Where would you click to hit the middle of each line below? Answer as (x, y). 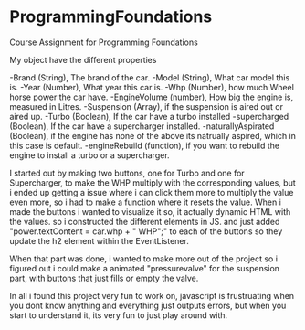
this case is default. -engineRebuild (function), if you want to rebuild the (145, 145)
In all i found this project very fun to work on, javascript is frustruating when (152, 295)
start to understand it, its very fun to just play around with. (119, 315)
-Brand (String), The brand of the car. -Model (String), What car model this (150, 77)
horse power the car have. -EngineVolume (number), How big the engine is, (152, 97)
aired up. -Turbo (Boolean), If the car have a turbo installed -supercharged (149, 116)
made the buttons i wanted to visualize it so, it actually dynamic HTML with (150, 211)
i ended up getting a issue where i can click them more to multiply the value (152, 192)
